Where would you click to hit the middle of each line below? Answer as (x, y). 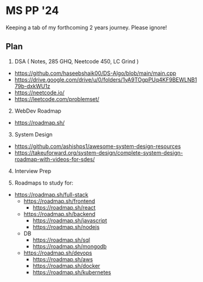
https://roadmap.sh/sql (61, 240)
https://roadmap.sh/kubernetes (72, 272)
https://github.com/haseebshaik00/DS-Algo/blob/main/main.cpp (95, 73)
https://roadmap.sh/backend (59, 214)
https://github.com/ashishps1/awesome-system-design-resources (98, 146)
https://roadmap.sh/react (64, 207)
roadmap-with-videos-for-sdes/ (55, 159)
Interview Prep (33, 171)
